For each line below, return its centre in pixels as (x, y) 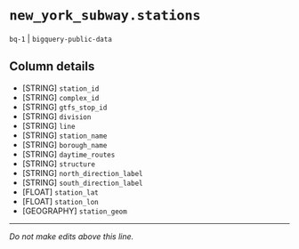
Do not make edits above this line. (72, 236)
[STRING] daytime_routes (69, 154)
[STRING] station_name (65, 135)
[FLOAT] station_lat (61, 192)
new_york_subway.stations (105, 16)
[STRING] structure (59, 164)
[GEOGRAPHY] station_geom (74, 211)
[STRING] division (57, 116)
